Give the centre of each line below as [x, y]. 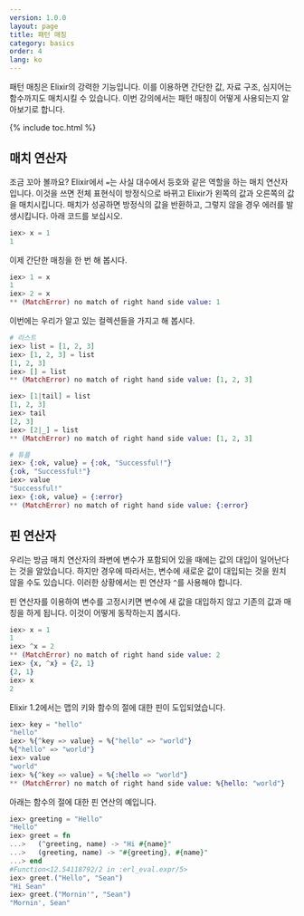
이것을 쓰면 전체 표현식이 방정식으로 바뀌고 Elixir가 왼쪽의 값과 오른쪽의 [161, 193]
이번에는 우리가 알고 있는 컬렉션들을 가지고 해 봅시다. [102, 321]
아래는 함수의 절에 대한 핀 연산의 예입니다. [83, 802]
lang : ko [26, 60]
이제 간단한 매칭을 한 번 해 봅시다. [68, 260]
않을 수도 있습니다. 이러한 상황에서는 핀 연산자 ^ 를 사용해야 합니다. [126, 582]
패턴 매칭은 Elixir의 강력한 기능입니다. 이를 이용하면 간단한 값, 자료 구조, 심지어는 [151, 87]
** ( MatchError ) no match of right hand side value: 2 [115, 655]
